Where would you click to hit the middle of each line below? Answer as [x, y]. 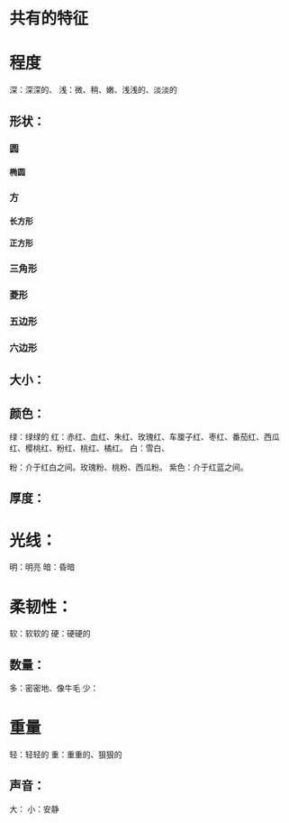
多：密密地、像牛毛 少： [54, 688]
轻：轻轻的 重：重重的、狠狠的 [66, 754]
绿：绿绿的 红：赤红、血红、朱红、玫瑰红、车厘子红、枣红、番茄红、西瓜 [144, 437]
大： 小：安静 [34, 809]
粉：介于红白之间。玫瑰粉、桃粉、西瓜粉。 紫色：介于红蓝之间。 [129, 467]
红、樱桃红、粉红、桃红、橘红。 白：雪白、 [89, 448]
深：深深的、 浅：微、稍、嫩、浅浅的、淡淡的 [93, 90]
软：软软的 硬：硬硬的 [50, 634]
